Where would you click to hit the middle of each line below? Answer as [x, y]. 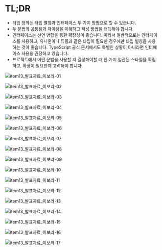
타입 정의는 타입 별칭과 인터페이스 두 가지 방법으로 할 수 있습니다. [74, 23]
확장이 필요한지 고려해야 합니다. [53, 65]
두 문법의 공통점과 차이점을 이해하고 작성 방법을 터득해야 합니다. [73, 29]
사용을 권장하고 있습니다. [45, 53]
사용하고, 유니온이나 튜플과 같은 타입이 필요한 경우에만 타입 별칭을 [84, 41]
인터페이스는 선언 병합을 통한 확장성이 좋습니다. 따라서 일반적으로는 [76, 35]
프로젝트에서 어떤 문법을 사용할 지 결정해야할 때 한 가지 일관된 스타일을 [79, 59]
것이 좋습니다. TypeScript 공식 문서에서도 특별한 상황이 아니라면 [83, 47]
